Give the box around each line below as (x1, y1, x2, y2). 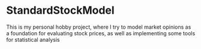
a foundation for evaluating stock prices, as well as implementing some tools (6, 29, 196, 36)
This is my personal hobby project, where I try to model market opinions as (6, 23, 191, 30)
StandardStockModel (6, 4, 115, 17)
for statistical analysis (6, 36, 60, 43)
